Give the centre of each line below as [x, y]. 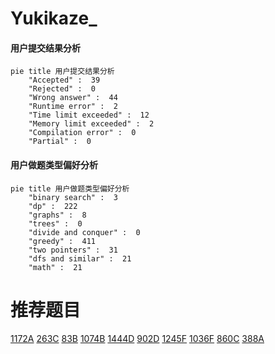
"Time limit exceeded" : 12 [89, 115]
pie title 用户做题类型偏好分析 [70, 188]
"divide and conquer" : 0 [84, 232]
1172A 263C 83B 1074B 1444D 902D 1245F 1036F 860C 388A [137, 338]
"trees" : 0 [55, 223]
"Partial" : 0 [60, 142]
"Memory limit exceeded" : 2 [91, 124]
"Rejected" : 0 [62, 89]
